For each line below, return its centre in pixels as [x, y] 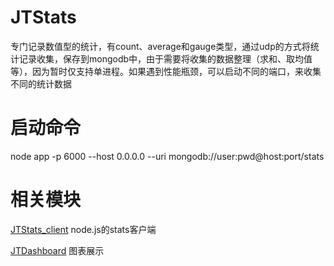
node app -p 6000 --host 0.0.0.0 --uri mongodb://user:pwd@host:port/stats [167, 156]
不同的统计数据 [41, 83]
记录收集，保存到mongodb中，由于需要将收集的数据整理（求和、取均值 [165, 58]
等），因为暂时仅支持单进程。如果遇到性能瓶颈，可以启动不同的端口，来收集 [166, 71]
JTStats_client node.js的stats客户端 [83, 229]
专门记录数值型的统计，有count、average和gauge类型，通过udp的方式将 [160, 46]
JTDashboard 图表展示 [57, 250]
